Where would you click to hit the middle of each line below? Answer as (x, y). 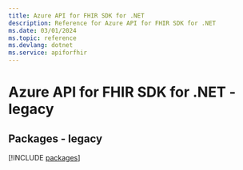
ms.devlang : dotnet (41, 45)
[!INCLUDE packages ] (44, 158)
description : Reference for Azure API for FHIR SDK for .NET (112, 23)
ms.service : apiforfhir (48, 53)
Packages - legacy (55, 138)
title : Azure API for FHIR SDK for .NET (77, 16)
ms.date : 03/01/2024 (43, 30)
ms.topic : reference (43, 38)
